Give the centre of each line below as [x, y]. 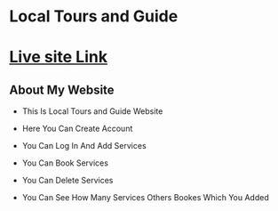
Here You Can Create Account [77, 129]
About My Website [62, 89]
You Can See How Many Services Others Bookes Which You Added [145, 198]
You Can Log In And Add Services [84, 146]
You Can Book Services [65, 163]
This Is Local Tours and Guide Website [92, 111]
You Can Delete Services [68, 181]
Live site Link [59, 57]
